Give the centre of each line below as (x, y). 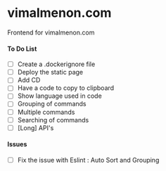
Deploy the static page (50, 72)
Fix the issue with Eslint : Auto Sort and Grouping (88, 160)
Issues (17, 144)
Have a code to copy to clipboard (66, 88)
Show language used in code (59, 96)
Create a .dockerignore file (56, 64)
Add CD (29, 80)
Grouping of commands (52, 104)
